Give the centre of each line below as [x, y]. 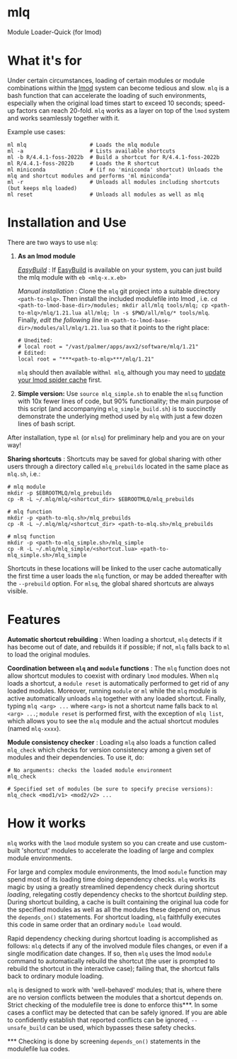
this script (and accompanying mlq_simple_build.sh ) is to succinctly [117, 408]
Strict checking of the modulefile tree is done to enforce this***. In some [112, 1004]
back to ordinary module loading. [56, 976]
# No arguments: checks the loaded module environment [90, 770]
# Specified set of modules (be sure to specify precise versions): [110, 789]
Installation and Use [67, 223]
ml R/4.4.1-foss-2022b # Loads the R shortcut [83, 163]
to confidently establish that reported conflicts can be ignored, [98, 1020]
